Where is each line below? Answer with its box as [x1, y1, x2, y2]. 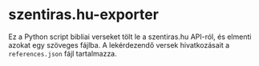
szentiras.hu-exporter [8, 6, 159, 24]
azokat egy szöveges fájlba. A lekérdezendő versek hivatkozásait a [8, 40, 230, 49]
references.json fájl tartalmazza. [8, 49, 118, 58]
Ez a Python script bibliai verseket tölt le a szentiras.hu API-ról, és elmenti [8, 32, 252, 41]
